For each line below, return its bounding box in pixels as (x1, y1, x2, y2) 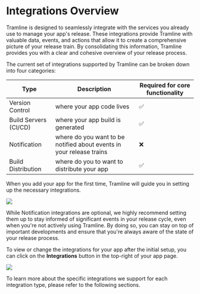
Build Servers (9, 115, 47, 124)
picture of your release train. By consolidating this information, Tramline (6, 43, 182, 50)
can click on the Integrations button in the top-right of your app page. (6, 252, 178, 259)
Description (77, 85, 111, 93)
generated (55, 123, 85, 132)
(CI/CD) (9, 123, 31, 132)
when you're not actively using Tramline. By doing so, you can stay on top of (6, 221, 194, 229)
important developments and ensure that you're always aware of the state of (6, 228, 194, 235)
